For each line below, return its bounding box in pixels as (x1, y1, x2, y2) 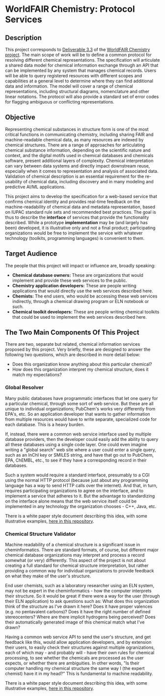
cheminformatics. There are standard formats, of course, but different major (5, 547, 159, 553)
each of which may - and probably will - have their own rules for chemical (5, 650, 155, 656)
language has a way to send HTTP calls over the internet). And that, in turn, (5, 482, 158, 488)
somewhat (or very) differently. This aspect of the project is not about (5, 558, 146, 563)
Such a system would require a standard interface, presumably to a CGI (5, 472, 150, 478)
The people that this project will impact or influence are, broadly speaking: (5, 263, 156, 268)
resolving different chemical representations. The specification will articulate (5, 57, 160, 63)
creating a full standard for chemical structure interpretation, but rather (5, 563, 149, 568)
